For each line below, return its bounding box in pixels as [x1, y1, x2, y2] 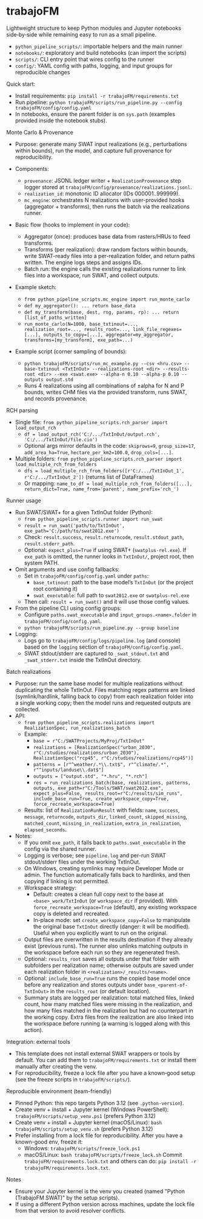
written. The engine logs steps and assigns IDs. [24, 259, 143, 266]
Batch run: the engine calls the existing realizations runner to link [24, 265, 186, 272]
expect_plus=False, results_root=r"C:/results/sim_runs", [33, 790, 183, 797]
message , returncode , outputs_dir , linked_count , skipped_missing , [24, 812, 188, 820]
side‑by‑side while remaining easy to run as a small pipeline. [6, 30, 157, 38]
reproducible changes [15, 68, 70, 75]
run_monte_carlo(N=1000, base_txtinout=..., [24, 321, 139, 327]
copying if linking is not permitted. [24, 878, 110, 885]
